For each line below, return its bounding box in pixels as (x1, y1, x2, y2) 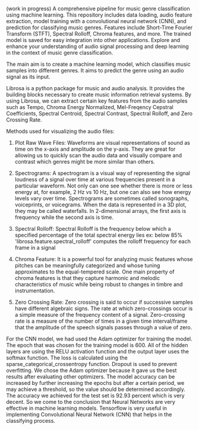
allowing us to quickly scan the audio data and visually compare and (14, 152, 182, 159)
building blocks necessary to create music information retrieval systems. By (6, 91, 192, 98)
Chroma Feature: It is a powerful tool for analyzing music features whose (14, 256, 193, 263)
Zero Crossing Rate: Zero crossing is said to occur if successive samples (14, 299, 193, 305)
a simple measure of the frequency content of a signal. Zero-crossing (14, 311, 185, 318)
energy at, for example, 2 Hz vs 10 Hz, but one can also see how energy (14, 189, 191, 195)
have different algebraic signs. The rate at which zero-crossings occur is (14, 305, 193, 312)
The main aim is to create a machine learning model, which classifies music (6, 60, 191, 68)
